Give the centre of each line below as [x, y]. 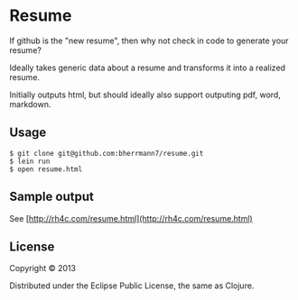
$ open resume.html [46, 169]
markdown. [30, 104]
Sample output [52, 197]
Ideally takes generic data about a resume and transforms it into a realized [148, 68]
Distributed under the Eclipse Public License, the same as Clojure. [132, 286]
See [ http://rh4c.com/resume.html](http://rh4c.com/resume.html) [131, 218]
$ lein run [30, 161]
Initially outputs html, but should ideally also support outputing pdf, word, [145, 95]
